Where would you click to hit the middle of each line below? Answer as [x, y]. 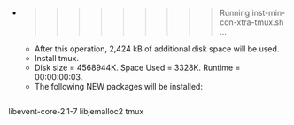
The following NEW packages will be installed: [118, 86]
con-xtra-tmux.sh [251, 22]
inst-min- [268, 13]
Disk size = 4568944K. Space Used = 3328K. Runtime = [137, 67]
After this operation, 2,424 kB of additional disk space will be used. [157, 49]
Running [235, 13]
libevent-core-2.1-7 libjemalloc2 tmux [76, 111]
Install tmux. [57, 58]
